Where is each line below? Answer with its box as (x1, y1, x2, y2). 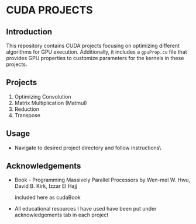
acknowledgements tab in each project (14, 211, 109, 219)
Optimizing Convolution (14, 93, 71, 100)
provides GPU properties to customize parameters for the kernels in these (6, 55, 184, 61)
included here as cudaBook (14, 194, 81, 201)
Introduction (6, 27, 53, 37)
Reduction (14, 106, 40, 113)
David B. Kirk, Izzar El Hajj (14, 183, 77, 190)
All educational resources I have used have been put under (14, 205, 157, 212)
